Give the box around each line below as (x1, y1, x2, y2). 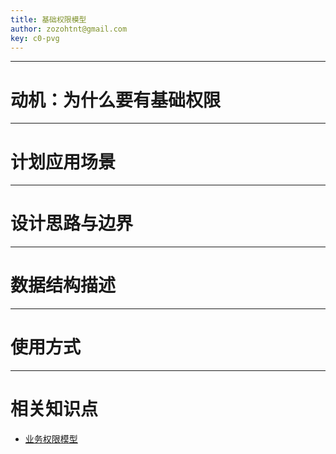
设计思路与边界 (10, 212, 134, 235)
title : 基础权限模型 (10, 14, 87, 25)
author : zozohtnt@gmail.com (10, 24, 128, 34)
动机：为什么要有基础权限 (10, 89, 222, 111)
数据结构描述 (10, 274, 117, 297)
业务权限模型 (24, 433, 78, 445)
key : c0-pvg (10, 33, 60, 43)
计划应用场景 (10, 151, 117, 173)
